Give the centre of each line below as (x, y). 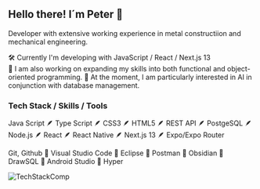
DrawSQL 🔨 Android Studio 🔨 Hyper (66, 162)
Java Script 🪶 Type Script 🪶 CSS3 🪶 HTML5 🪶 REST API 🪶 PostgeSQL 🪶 (130, 123)
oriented (22, 77)
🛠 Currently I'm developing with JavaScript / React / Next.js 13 (110, 57)
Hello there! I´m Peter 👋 (66, 15)
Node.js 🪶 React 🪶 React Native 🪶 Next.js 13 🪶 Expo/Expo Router (116, 135)
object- (238, 68)
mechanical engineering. (48, 42)
